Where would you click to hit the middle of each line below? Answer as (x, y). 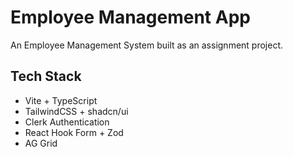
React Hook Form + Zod (74, 132)
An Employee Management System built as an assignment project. (147, 45)
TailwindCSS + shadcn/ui (76, 111)
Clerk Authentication (67, 122)
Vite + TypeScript (61, 100)
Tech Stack (46, 76)
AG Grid (41, 143)
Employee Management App (130, 17)
